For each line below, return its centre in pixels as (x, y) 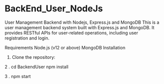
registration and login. (27, 38)
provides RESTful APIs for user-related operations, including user (72, 33)
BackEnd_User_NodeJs (54, 9)
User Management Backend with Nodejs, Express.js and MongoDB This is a (82, 22)
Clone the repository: (34, 57)
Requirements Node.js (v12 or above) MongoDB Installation (65, 47)
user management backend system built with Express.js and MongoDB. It (80, 27)
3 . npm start (18, 76)
